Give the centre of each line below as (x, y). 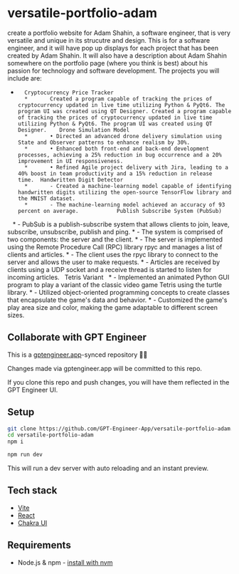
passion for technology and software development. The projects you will (113, 71)
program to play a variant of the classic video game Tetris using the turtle (115, 285)
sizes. (16, 315)
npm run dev (25, 455)
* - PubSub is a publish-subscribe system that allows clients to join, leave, (121, 224)
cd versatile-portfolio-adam (51, 435)
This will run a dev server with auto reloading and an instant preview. (108, 469)
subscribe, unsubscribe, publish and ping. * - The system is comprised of (115, 231)
